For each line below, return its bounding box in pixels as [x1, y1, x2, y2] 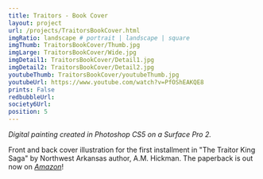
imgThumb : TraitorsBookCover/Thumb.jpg [8, 41, 141, 49]
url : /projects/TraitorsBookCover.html [8, 26, 141, 34]
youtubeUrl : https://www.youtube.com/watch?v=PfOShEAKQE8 [8, 78, 204, 86]
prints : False [8, 85, 56, 94]
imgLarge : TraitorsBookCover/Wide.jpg [8, 49, 137, 56]
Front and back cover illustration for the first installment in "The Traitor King [8, 145, 256, 154]
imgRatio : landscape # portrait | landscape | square [8, 33, 191, 42]
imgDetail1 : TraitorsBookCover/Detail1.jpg [8, 56, 155, 64]
